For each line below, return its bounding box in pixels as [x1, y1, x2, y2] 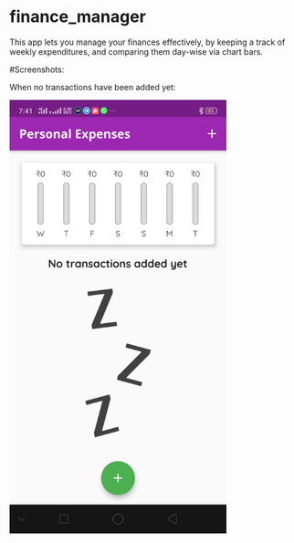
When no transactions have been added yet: [9, 81, 176, 92]
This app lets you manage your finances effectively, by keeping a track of [9, 37, 286, 47]
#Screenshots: [9, 64, 65, 75]
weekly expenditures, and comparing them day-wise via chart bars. [9, 46, 263, 57]
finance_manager [9, 6, 146, 27]
